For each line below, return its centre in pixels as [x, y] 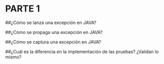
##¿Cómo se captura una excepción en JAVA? [53, 42]
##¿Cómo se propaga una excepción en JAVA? [54, 32]
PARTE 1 [23, 9]
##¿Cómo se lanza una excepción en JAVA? [51, 22]
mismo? [13, 57]
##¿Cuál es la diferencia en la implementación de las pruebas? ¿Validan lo [82, 51]
